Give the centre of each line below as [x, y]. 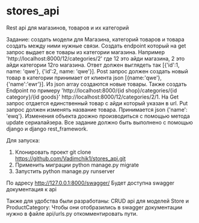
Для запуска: [23, 140]
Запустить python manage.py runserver [65, 171]
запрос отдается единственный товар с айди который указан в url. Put [97, 103]
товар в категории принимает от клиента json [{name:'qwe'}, [84, 78]
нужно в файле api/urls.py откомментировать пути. [72, 213]
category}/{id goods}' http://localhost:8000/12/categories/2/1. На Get [93, 97]
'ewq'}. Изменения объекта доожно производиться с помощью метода [98, 116]
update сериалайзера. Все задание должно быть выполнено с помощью [100, 122]
